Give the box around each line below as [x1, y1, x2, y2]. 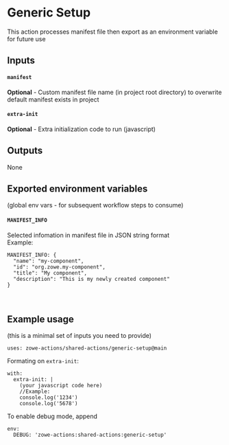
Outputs [7, 145, 43, 157]
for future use [7, 34, 46, 43]
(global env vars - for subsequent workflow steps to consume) [7, 201, 184, 209]
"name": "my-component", [13, 258, 84, 264]
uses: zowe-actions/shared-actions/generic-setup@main [7, 345, 167, 352]
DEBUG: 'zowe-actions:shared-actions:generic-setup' [13, 431, 167, 439]
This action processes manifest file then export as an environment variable [7, 27, 218, 36]
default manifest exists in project [7, 95, 99, 104]
